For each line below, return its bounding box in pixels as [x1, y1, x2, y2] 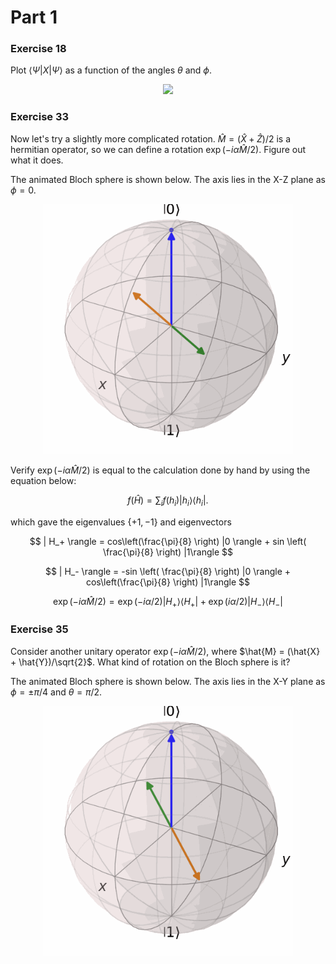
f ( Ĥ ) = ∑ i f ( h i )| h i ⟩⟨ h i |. [127, 494, 209, 508]
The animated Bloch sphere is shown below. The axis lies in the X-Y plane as [10, 675, 326, 687]
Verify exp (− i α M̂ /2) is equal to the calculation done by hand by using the [10, 464, 311, 476]
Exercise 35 [10, 622, 69, 636]
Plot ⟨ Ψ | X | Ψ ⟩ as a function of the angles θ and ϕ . [10, 64, 212, 76]
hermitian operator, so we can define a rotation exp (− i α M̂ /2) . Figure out [10, 143, 307, 155]
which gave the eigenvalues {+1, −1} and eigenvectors [10, 516, 232, 528]
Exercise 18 [10, 42, 67, 56]
